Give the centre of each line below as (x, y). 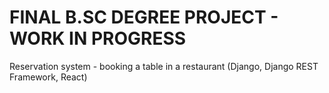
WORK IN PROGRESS (98, 38)
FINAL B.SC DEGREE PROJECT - (144, 17)
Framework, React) (48, 77)
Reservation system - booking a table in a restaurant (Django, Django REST (164, 66)
